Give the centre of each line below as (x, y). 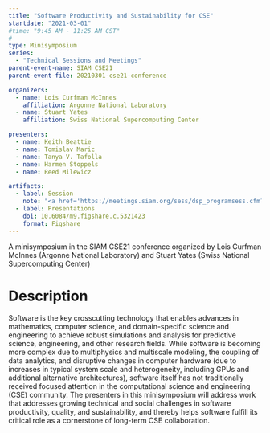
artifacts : (27, 186)
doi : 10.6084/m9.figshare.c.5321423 (84, 216)
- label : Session (45, 194)
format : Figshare (52, 223)
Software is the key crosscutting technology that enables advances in (124, 318)
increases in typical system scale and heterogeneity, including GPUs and (129, 370)
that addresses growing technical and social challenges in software (120, 403)
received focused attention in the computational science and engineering (129, 386)
